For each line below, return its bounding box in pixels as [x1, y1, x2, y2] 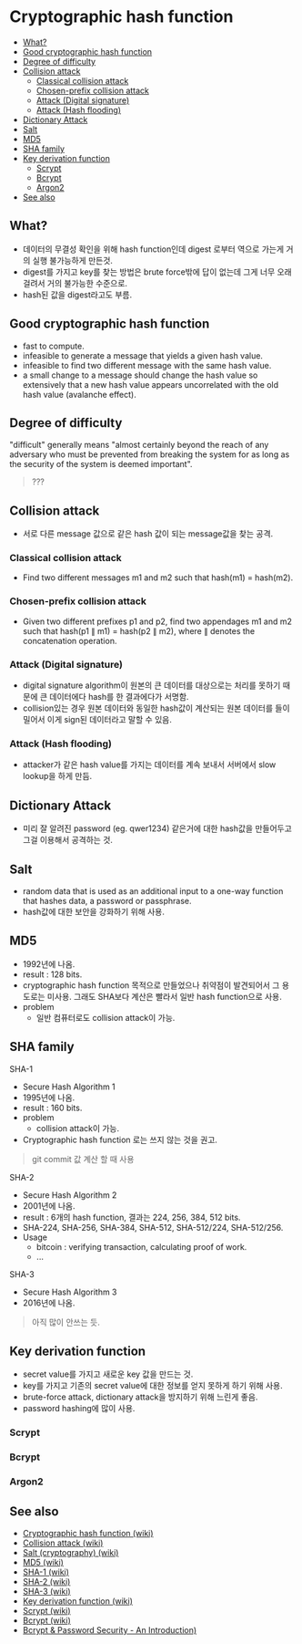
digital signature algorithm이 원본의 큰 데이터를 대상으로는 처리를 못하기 [22, 680, 281, 691]
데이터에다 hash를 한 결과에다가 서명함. [49, 692, 189, 702]
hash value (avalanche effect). [22, 389, 136, 400]
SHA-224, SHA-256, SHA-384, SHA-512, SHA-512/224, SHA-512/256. [22, 1222, 284, 1233]
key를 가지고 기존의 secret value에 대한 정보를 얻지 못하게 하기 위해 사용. [22, 1380, 284, 1391]
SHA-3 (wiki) [22, 1586, 71, 1597]
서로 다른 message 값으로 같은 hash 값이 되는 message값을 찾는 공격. [22, 528, 274, 539]
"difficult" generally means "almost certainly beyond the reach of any [9, 440, 269, 451]
